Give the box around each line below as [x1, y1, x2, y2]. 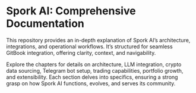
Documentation [6, 17, 85, 30]
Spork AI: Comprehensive [6, 4, 136, 18]
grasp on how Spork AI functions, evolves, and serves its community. [6, 79, 176, 87]
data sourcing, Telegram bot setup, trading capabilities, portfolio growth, [6, 67, 184, 74]
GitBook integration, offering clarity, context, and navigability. [6, 49, 156, 56]
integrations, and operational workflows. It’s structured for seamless [6, 43, 173, 50]
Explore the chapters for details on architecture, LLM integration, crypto [6, 61, 182, 68]
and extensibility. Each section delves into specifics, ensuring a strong [6, 73, 178, 80]
